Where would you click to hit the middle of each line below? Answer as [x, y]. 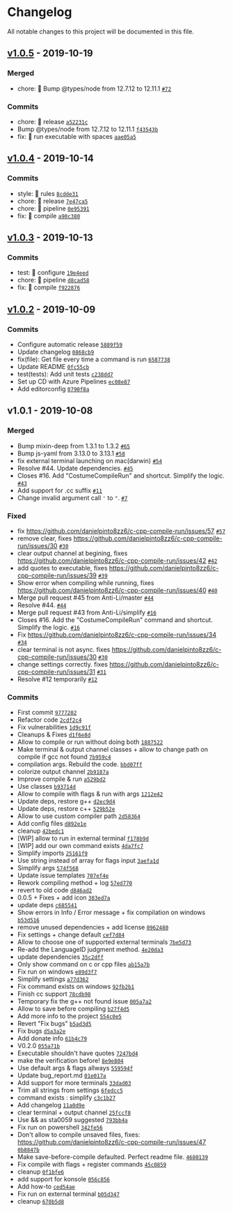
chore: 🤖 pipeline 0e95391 [53, 208]
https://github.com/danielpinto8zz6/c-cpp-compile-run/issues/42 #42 [117, 560]
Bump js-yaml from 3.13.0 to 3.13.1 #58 [71, 453]
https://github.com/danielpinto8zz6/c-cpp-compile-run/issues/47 [112, 1142]
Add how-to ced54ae [46, 1187]
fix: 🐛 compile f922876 [49, 287]
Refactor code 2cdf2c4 [49, 720]
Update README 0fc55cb [53, 366]
